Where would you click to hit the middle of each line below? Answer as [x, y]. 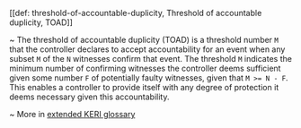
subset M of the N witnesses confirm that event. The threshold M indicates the [150, 59]
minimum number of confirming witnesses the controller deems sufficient [145, 68]
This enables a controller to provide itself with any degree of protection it [144, 87]
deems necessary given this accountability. [89, 97]
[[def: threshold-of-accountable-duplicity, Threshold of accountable [136, 13]
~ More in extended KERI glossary [72, 114]
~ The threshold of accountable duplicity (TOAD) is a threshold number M [144, 40]
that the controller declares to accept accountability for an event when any [147, 49]
